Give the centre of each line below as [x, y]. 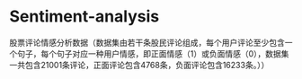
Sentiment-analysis [84, 17]
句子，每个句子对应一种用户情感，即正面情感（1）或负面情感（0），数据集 [153, 53]
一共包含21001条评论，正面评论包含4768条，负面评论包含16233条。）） [139, 65]
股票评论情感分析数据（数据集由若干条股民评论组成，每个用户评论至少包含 [147, 42]
